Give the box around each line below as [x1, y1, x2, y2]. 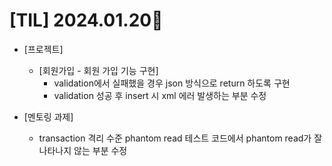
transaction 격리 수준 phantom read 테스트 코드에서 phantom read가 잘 [38, 132, 323, 144]
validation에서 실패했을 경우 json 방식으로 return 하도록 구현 [53, 77, 291, 89]
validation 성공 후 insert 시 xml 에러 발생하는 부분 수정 [53, 89, 267, 101]
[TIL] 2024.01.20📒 [9, 9, 164, 32]
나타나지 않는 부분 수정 [38, 144, 128, 156]
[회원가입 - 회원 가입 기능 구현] [38, 64, 159, 76]
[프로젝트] [23, 43, 64, 55]
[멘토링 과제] [23, 110, 74, 123]
